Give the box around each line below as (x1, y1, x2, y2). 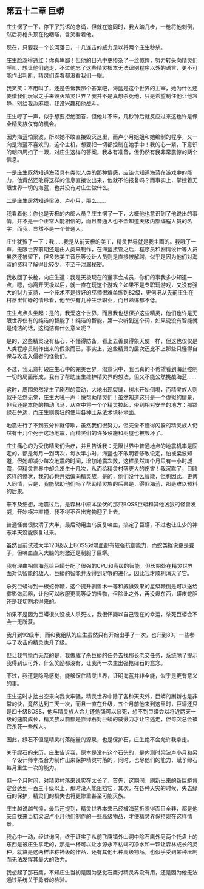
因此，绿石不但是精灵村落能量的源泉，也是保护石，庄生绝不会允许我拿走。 (6, 735, 192, 743)
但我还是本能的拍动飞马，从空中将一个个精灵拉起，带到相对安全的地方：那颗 (6, 401, 198, 408)
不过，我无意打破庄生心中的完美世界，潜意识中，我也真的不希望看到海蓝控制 (6, 365, 198, 372)
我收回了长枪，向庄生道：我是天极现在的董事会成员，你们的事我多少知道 (6, 273, 187, 281)
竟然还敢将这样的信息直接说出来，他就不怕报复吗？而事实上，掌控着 (22, 176, 192, 183)
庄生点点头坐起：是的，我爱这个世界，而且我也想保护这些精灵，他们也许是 (6, 309, 192, 316)
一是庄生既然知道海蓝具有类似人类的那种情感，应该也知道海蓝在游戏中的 (6, 169, 187, 176)
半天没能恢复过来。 (11, 528, 59, 536)
